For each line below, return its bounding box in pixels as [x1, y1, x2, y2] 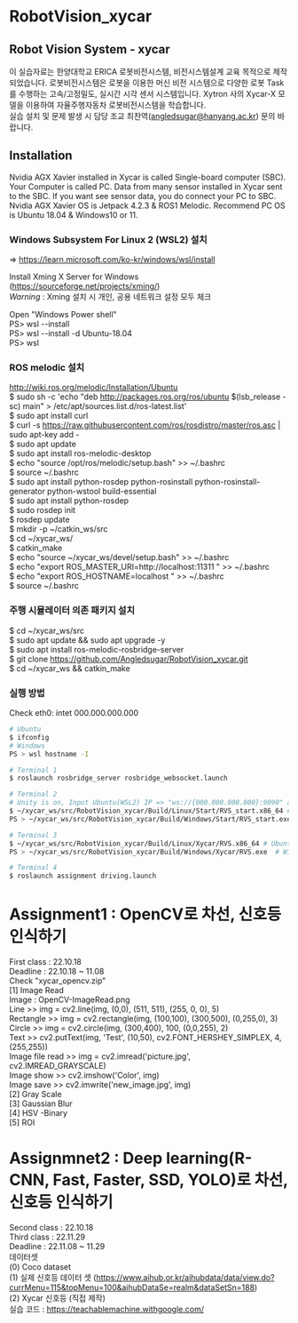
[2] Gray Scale [9, 1089, 62, 1100]
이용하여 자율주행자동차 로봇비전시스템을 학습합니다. [25, 100, 207, 110]
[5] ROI [9, 1118, 35, 1128]
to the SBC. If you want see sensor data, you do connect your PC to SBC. [9, 190, 277, 201]
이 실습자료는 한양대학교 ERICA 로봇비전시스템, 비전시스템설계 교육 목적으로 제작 [9, 67, 288, 76]
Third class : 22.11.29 [9, 1231, 86, 1242]
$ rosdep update [9, 514, 70, 525]
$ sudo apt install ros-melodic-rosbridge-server [9, 644, 184, 654]
